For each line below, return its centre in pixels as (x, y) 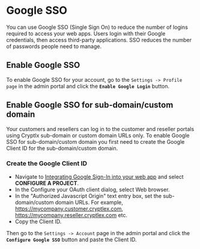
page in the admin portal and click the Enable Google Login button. (88, 86)
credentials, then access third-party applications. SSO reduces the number (99, 40)
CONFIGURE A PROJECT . (47, 183)
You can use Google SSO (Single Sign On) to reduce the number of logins (97, 27)
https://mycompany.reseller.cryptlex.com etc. (71, 215)
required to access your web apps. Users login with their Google (86, 33)
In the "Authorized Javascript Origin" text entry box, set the (88, 195)
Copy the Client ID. (38, 221)
